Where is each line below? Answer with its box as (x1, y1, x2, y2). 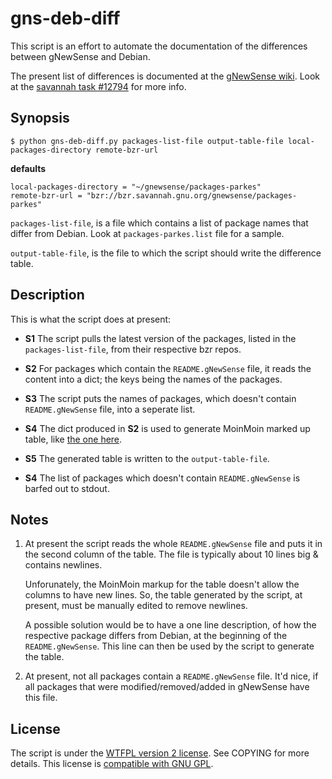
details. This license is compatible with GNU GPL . (10, 758, 214, 770)
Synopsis (10, 110, 70, 127)
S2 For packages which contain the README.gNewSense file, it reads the (24, 362, 312, 374)
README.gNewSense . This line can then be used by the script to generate (24, 640, 315, 652)
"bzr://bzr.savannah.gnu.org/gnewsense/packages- (86, 190, 298, 201)
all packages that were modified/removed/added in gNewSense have (24, 681, 310, 693)
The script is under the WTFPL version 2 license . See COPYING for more (10, 747, 310, 759)
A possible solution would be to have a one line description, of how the (24, 619, 317, 631)
